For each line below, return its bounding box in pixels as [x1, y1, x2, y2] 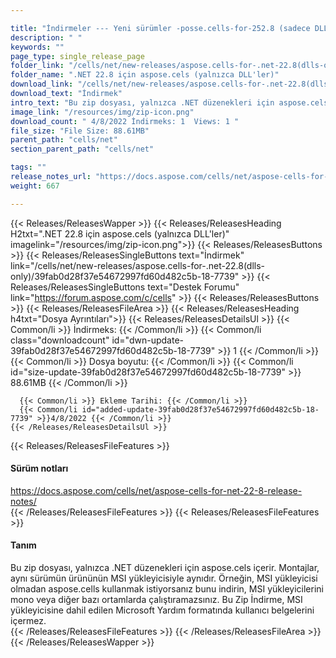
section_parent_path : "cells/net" [10, 144, 155, 155]
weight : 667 [10, 181, 60, 191]
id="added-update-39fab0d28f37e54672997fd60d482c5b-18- [81, 404, 320, 415]
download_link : [10, 79, 74, 90]
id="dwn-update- [111, 334, 184, 346]
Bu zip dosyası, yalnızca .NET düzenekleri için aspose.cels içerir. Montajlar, [10, 562, 320, 574]
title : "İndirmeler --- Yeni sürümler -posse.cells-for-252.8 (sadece [10, 23, 311, 33]
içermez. [10, 615, 47, 627]
